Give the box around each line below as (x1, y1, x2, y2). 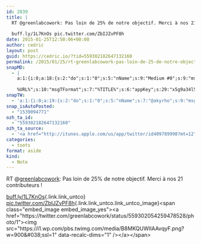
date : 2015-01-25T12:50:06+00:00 (6, 36, 90, 42)
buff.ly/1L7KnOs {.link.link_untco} (6, 193, 86, 200)
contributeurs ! (6, 182, 43, 189)
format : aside (6, 148, 42, 154)
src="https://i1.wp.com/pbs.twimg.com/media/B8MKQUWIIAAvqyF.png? (6, 225, 184, 232)
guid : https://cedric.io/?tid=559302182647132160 (6, 53, 133, 59)
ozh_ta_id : (6, 114, 33, 120)
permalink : (6, 59, 33, 65)
